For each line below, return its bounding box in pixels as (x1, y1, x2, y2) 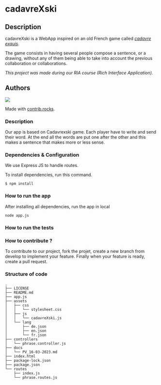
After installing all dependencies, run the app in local (5, 203, 110, 209)
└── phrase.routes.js (14, 375, 57, 380)
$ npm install (5, 181, 34, 186)
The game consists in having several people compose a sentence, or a (5, 50, 146, 56)
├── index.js (14, 371, 40, 376)
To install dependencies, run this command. (5, 172, 93, 178)
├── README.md (5, 290, 34, 295)
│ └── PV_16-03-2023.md (5, 350, 57, 355)
